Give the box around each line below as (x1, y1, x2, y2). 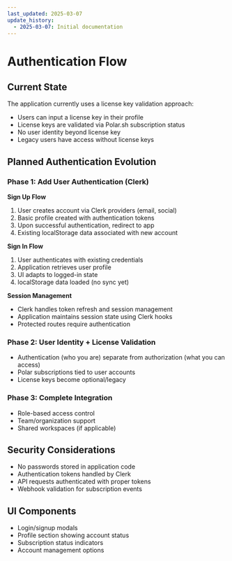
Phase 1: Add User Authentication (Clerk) (7, 176, 149, 186)
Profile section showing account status (17, 531, 130, 539)
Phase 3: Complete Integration (7, 393, 113, 403)
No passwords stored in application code (17, 462, 136, 471)
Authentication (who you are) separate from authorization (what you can (17, 353, 225, 362)
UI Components (7, 505, 77, 517)
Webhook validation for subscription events (17, 485, 143, 493)
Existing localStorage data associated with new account (17, 229, 178, 237)
